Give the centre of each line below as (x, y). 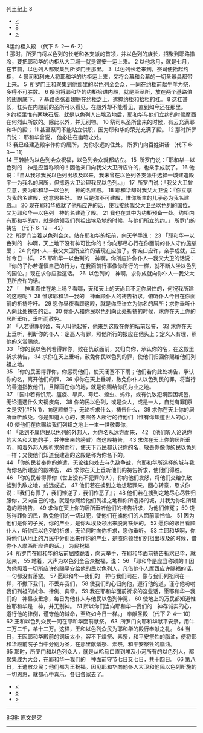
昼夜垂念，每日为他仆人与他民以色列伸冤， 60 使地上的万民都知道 (109, 599)
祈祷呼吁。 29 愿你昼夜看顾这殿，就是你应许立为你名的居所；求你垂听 (104, 304)
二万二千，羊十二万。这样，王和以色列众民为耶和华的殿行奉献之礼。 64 (95, 629)
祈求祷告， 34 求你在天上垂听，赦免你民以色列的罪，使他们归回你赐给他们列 (101, 357)
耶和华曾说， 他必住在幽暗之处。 (64, 137)
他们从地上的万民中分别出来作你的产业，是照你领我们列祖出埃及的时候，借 (104, 538)
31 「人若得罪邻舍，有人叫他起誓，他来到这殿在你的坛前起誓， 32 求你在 (97, 326)
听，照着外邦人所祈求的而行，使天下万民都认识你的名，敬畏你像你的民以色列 (101, 447)
